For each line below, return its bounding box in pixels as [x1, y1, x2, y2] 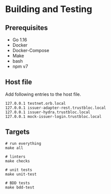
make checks [5, 158, 30, 163]
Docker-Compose [12, 48, 49, 53]
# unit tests [5, 167, 32, 172]
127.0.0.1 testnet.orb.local [5, 101, 66, 106]
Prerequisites [5, 24, 48, 32]
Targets [5, 128, 30, 136]
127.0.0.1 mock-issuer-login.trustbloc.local [5, 114, 101, 119]
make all [5, 145, 23, 150]
